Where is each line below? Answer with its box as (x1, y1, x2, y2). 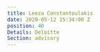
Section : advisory (7, 35, 60, 42)
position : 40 (7, 22, 45, 29)
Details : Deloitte (7, 28, 60, 36)
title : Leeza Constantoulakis (7, 9, 94, 17)
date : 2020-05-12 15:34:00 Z (7, 16, 90, 23)
